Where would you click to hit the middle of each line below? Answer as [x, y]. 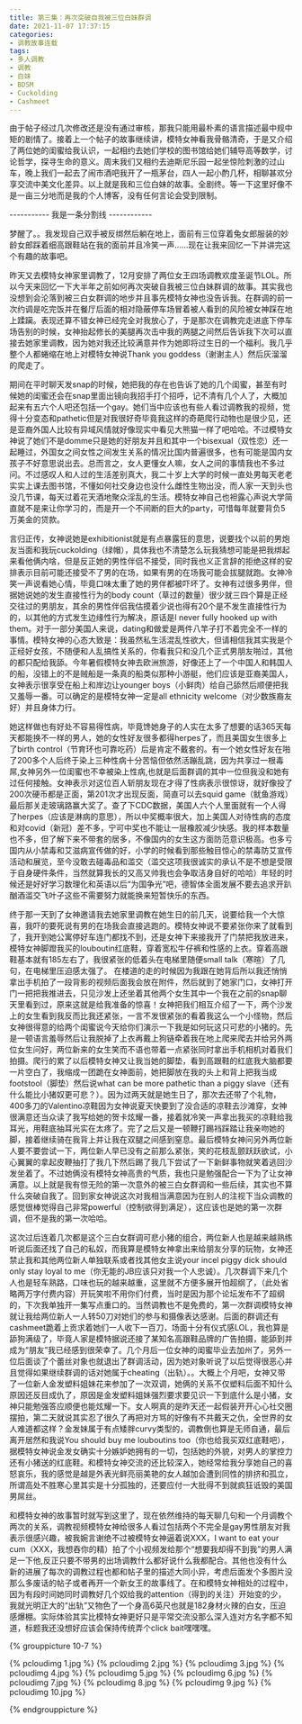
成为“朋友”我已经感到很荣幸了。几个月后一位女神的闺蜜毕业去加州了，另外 [147, 1350]
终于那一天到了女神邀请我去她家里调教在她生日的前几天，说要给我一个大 [143, 915]
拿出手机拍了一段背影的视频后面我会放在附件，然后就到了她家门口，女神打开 [151, 982]
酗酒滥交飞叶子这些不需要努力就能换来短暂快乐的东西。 [111, 896]
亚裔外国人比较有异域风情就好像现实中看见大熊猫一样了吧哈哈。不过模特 [151, 429]
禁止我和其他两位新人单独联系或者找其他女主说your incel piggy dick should [148, 1260]
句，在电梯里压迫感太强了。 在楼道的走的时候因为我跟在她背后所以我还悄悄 [148, 971]
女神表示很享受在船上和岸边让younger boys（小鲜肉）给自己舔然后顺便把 [145, 685]
